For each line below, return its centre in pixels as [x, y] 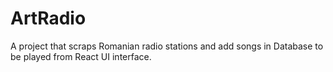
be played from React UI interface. [81, 56]
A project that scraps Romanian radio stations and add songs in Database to [167, 46]
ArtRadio [48, 18]
